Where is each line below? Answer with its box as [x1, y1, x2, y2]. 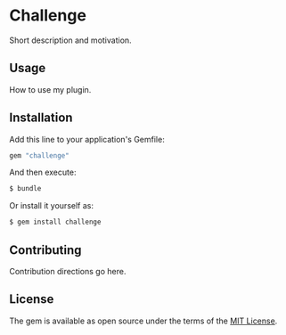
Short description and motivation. [9, 35, 132, 45]
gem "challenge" [9, 151, 69, 160]
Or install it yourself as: [9, 200, 94, 211]
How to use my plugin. [9, 84, 92, 94]
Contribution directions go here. [9, 266, 127, 276]
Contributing [9, 242, 82, 257]
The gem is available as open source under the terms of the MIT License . [9, 315, 278, 326]
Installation [9, 110, 73, 126]
